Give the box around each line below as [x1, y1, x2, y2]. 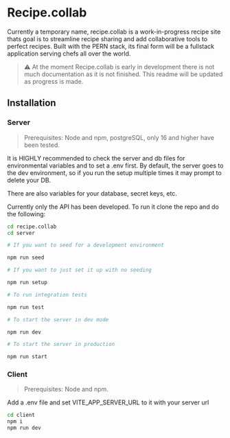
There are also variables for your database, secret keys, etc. [7, 189, 177, 197]
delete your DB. [7, 176, 51, 184]
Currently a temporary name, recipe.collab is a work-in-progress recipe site [7, 27, 221, 36]
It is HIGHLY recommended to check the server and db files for [7, 154, 185, 162]
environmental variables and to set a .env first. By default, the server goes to [7, 161, 224, 170]
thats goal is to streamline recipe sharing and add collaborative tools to [7, 34, 208, 43]
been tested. [23, 141, 60, 149]
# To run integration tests [7, 291, 88, 298]
